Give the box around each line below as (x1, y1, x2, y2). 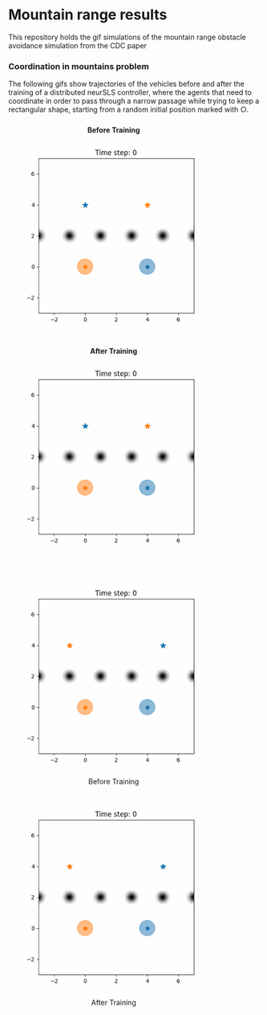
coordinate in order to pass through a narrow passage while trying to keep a (8, 96, 260, 106)
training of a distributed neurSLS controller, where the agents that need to (8, 88, 253, 97)
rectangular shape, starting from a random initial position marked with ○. (8, 104, 249, 114)
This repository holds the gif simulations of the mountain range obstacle (8, 32, 246, 42)
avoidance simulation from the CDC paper (8, 40, 147, 50)
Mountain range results (8, 6, 168, 24)
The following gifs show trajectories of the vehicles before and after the (8, 79, 245, 89)
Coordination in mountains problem (8, 60, 150, 72)
